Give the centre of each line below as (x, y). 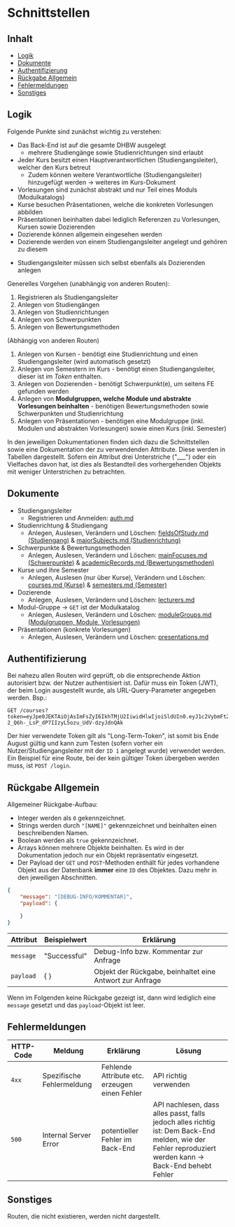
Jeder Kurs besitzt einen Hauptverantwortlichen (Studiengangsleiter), (117, 159)
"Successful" (65, 956)
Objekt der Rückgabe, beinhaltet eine (155, 972)
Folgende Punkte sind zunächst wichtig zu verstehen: (85, 132)
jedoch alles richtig (184, 1122)
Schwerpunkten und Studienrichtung (70, 413)
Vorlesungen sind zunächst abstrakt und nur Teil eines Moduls (107, 190)
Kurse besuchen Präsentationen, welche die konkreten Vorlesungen (115, 204)
